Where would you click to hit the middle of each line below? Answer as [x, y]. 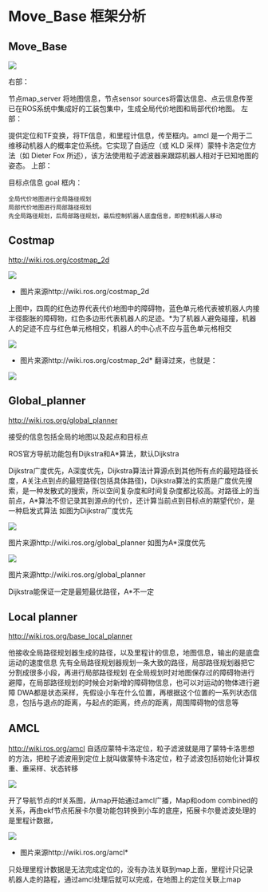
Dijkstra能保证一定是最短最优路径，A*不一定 [81, 591]
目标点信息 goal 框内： [45, 182]
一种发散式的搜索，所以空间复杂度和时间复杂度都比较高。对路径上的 [141, 490]
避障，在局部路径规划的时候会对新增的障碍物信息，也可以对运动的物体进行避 [134, 683]
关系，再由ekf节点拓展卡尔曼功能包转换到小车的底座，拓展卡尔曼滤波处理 [129, 810]
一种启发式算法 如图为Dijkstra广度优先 [71, 510]
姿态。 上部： [30, 165]
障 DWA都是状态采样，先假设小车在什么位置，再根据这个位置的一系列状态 [129, 693]
